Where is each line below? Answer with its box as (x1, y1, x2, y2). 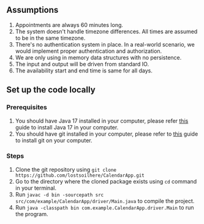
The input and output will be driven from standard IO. (15, 60, 149, 68)
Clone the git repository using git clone (15, 166, 117, 173)
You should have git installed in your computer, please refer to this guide (15, 130, 198, 137)
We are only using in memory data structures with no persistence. (15, 53, 182, 61)
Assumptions (6, 5, 59, 15)
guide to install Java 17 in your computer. (15, 123, 119, 131)
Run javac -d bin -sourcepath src (15, 190, 104, 198)
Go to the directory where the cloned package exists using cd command (15, 177, 197, 185)
